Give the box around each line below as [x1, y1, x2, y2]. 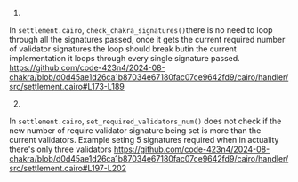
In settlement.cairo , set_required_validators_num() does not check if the [9, 115, 282, 126]
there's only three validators [9, 144, 113, 154]
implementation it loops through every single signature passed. [9, 53, 240, 63]
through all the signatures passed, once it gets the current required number [9, 35, 286, 44]
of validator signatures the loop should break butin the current [9, 44, 238, 54]
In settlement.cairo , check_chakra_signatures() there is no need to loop [9, 25, 273, 35]
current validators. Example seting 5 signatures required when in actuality [9, 135, 279, 145]
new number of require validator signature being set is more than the [9, 125, 262, 136]
